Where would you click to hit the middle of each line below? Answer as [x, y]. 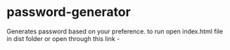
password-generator [69, 12]
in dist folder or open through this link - [63, 38]
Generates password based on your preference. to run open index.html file [115, 31]
